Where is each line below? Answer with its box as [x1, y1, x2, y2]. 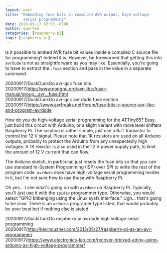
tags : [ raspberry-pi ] [5, 36, 51, 41]
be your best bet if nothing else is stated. [5, 206, 90, 212]
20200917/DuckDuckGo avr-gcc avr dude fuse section [5, 96, 119, 102]
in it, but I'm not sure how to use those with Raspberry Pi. [5, 175, 124, 181]
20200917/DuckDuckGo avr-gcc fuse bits [5, 80, 91, 86]
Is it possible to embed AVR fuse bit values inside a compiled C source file [5, 49, 158, 55]
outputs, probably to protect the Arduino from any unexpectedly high [5, 138, 148, 144]
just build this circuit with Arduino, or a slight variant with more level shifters [5, 122, 162, 128]
